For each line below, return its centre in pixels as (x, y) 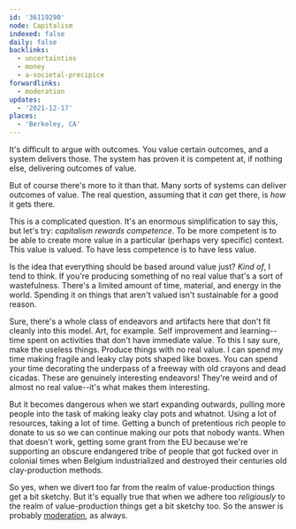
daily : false (33, 42)
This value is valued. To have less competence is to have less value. (133, 249)
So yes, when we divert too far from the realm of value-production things (142, 487)
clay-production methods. (56, 470)
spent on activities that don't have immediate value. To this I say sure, (154, 340)
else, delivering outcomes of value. (73, 168)
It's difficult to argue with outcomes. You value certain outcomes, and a (139, 149)
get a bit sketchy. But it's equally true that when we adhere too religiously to (147, 497)
